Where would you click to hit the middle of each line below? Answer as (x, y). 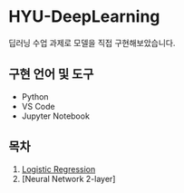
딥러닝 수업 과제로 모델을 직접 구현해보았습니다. (92, 43)
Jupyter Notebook (55, 116)
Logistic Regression (58, 169)
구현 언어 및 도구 (51, 74)
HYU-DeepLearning (84, 17)
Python (35, 96)
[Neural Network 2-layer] (68, 179)
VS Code (38, 106)
